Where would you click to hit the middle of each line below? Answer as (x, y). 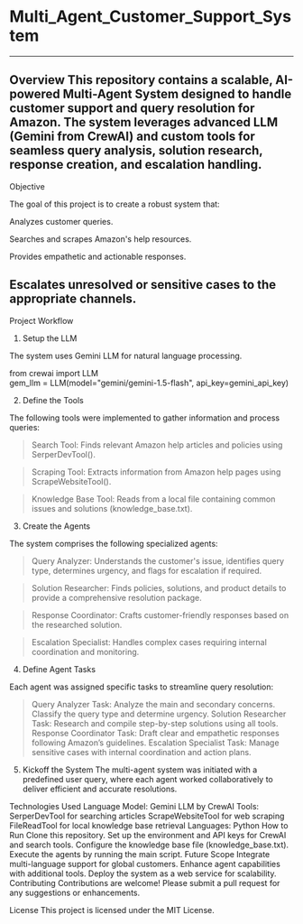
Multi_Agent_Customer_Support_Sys (150, 17)
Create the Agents (56, 526)
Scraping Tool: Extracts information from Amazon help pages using (156, 472)
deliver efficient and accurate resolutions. (100, 789)
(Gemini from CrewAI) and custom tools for (132, 137)
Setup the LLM (50, 338)
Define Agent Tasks (59, 669)
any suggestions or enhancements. (75, 892)
